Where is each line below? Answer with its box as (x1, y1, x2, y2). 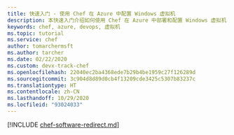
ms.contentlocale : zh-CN (7, 88, 80, 95)
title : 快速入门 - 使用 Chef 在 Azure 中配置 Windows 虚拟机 (7, 10, 176, 17)
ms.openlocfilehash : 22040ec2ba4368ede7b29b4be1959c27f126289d (7, 69, 196, 76)
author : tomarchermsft (7, 43, 74, 50)
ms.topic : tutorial (7, 29, 64, 37)
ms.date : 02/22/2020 (7, 56, 68, 63)
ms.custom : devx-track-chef (7, 62, 90, 69)
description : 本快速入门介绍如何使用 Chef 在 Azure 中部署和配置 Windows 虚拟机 (7, 17, 227, 24)
